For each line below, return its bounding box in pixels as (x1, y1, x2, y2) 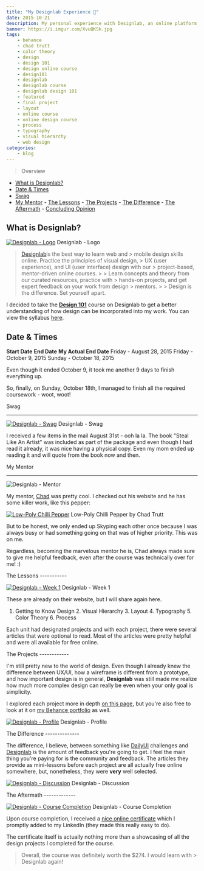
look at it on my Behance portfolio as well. (6, 707, 111, 714)
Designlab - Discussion (71, 780, 130, 787)
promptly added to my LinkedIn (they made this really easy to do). (6, 822, 171, 829)
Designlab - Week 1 (61, 584, 110, 591)
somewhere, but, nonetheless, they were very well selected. (6, 768, 158, 775)
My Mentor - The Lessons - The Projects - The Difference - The (15, 199, 175, 206)
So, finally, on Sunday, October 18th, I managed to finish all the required (6, 384, 185, 392)
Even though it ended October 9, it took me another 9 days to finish (6, 366, 175, 373)
